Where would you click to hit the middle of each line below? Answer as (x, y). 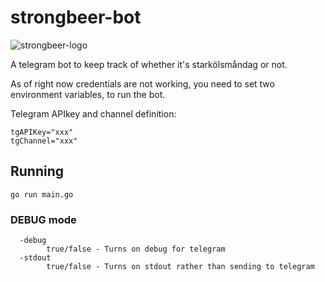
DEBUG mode (43, 219)
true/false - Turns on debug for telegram (136, 249)
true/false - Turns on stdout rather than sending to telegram (180, 267)
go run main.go (42, 194)
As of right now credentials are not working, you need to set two (142, 83)
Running (37, 171)
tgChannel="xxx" (44, 141)
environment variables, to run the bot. (88, 94)
